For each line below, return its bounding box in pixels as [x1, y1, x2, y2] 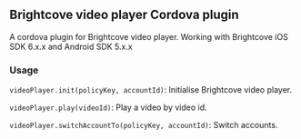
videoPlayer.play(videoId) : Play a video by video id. [9, 102, 207, 113]
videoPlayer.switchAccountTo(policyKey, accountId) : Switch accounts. [9, 120, 278, 131]
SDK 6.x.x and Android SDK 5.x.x [9, 41, 134, 52]
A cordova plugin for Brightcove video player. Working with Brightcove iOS [9, 31, 288, 42]
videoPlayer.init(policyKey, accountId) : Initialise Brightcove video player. [9, 84, 293, 95]
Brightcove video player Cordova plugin [9, 7, 239, 23]
